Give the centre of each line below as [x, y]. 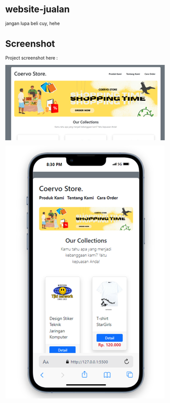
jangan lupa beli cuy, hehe [33, 23]
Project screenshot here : [32, 58]
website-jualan [37, 9]
